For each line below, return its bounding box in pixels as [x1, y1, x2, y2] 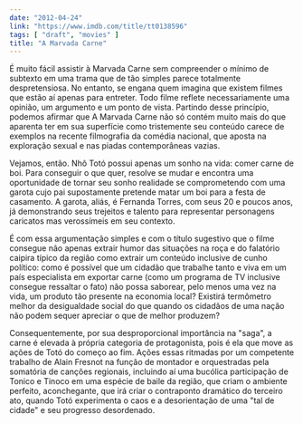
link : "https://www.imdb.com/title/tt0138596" [9, 22, 188, 31]
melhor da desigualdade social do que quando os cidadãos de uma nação [9, 301, 285, 312]
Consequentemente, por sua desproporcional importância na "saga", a [9, 328, 273, 339]
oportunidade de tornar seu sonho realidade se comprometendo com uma [9, 178, 286, 188]
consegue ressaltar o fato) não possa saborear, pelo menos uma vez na [9, 282, 277, 293]
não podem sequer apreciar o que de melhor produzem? [9, 310, 220, 322]
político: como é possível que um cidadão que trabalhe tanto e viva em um [9, 262, 287, 273]
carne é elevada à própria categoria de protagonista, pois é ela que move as [9, 337, 294, 349]
